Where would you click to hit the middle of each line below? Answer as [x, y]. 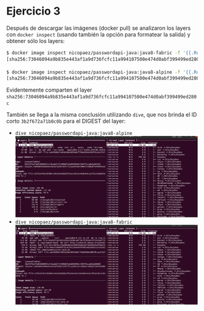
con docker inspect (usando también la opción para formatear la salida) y [98, 34]
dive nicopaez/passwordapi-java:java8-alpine [73, 134]
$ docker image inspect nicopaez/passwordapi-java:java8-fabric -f [93, 53]
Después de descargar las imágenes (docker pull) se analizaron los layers [99, 28]
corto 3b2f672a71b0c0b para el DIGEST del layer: [66, 121]
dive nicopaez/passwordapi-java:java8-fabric [73, 222]
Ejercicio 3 [33, 11]
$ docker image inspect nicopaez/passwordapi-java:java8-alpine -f [93, 72]
